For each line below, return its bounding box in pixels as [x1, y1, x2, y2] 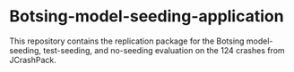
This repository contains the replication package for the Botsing [9, 36, 245, 46]
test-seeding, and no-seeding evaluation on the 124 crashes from [43, 44, 285, 55]
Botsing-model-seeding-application [9, 6, 284, 27]
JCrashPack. [9, 54, 56, 65]
